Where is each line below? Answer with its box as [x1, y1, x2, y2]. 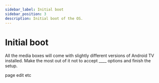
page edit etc [5, 72, 31, 78]
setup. [5, 63, 18, 69]
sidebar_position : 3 [5, 12, 47, 16]
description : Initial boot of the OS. [5, 16, 83, 21]
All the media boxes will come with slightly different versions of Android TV [5, 53, 155, 58]
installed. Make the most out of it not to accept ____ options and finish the [5, 58, 151, 64]
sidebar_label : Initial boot [5, 7, 64, 12]
